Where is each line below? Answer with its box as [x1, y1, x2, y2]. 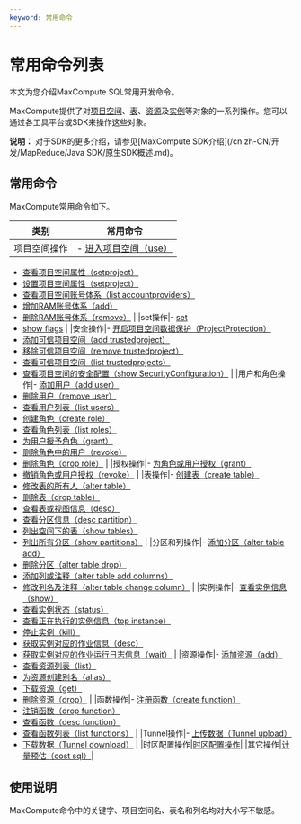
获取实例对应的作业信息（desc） [22, 638, 144, 649]
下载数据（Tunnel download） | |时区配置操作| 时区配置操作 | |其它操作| [22, 739, 282, 750]
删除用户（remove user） [22, 390, 117, 401]
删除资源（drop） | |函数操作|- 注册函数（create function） [22, 694, 241, 705]
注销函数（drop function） [22, 705, 120, 716]
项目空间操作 [13, 242, 69, 255]
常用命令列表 [9, 55, 105, 75]
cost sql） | [53, 750, 94, 761]
